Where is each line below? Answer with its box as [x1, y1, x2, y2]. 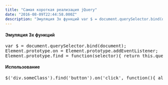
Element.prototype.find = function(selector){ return [5, 53, 140, 59]
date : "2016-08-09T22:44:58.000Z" [5, 12, 77, 17]
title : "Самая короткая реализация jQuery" [5, 7, 97, 12]
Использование [5, 64, 40, 70]
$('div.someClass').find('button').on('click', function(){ [5, 75, 156, 81]
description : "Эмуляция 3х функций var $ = [5, 16, 97, 21]
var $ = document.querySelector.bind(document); [5, 43, 126, 49]
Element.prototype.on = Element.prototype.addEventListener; [5, 48, 158, 54]
